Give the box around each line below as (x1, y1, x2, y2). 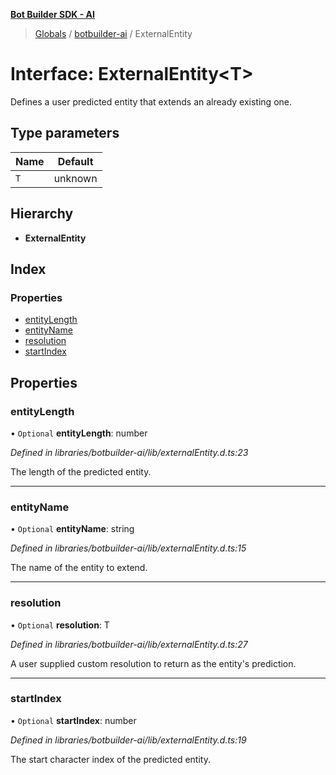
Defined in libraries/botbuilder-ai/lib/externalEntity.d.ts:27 (10, 638, 248, 650)
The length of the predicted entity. (10, 465, 152, 478)
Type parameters (10, 125, 120, 142)
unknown (53, 171, 98, 185)
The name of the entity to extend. (10, 562, 148, 574)
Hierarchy (10, 205, 74, 223)
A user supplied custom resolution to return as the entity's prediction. (10, 657, 297, 669)
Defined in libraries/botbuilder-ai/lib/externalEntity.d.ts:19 (10, 734, 247, 746)
